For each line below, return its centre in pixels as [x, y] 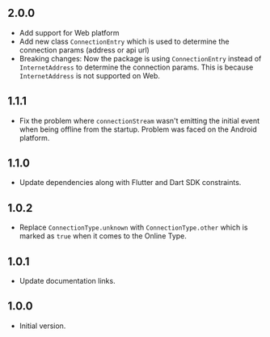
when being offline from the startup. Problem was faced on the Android [138, 129]
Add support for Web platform [69, 32]
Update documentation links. [67, 281]
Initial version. [42, 326]
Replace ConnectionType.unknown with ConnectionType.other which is [133, 227]
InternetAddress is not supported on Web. [90, 75]
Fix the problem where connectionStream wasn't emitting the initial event [139, 120]
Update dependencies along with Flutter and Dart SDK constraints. [130, 183]
